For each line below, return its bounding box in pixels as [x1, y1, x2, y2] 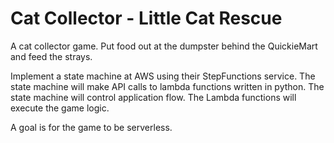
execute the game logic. [10, 102, 110, 114]
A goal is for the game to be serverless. [10, 121, 173, 133]
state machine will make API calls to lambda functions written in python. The [10, 80, 325, 92]
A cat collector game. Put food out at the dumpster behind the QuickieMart [10, 40, 318, 52]
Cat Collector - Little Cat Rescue [10, 7, 283, 30]
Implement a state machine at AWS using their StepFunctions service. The [10, 70, 316, 82]
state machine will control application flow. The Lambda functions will [10, 91, 297, 103]
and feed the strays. [10, 50, 93, 62]
